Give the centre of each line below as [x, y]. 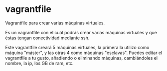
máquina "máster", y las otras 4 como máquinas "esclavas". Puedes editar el [84, 53]
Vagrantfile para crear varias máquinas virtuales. [55, 23]
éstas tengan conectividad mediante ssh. [47, 38]
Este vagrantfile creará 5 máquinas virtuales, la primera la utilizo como [77, 47]
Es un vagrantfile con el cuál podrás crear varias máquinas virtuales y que [81, 32]
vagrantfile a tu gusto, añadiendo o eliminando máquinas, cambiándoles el [82, 58]
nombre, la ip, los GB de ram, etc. [39, 63]
